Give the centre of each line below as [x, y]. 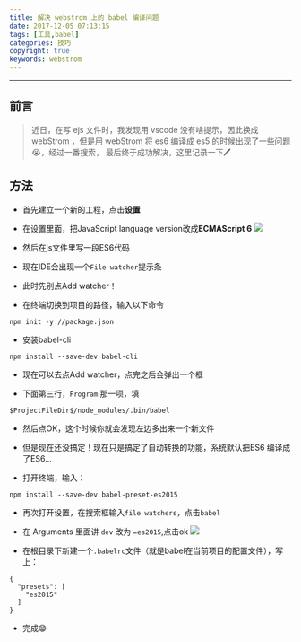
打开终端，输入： [54, 478]
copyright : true [39, 51]
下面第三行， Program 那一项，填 [81, 393]
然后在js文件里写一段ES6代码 [76, 247]
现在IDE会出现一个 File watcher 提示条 [92, 267]
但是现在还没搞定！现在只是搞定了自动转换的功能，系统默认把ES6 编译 [152, 447]
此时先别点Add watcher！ [70, 286]
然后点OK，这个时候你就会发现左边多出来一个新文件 [118, 428]
